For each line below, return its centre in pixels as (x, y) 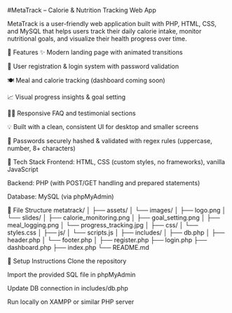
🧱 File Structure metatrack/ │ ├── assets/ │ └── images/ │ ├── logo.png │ (117, 210)
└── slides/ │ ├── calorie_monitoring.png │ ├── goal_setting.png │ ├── (114, 218)
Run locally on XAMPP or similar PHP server (71, 302)
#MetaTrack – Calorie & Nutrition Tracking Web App (82, 10)
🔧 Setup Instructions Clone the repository (67, 261)
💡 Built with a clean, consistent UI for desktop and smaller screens (103, 127)
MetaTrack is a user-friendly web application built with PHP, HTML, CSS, (112, 24)
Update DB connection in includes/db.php (68, 288)
